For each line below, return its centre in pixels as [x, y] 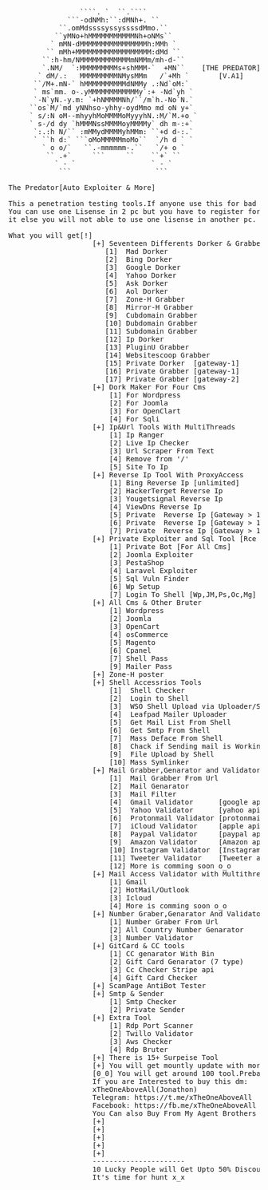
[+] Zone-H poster [128, 674]
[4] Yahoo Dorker [141, 275]
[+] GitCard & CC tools [139, 946]
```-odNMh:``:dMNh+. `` [114, 20]
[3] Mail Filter [143, 794]
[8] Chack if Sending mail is [170, 746]
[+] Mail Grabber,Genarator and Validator [176, 770]
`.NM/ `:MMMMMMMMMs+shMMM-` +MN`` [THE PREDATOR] [151, 68]
